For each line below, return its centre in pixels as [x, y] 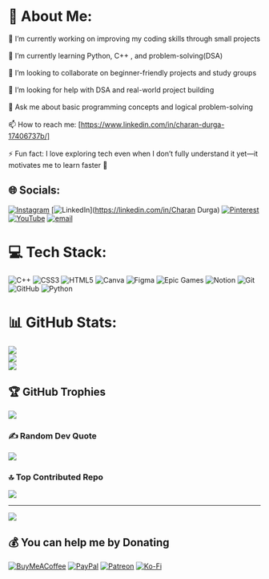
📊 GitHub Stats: [63, 322]
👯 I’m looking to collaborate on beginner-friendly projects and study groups [132, 72]
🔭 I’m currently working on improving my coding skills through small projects [134, 39]
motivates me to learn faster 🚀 [58, 165]
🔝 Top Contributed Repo [56, 477]
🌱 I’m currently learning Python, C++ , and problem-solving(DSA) [115, 55]
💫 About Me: [50, 16]
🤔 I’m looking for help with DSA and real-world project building [111, 90]
